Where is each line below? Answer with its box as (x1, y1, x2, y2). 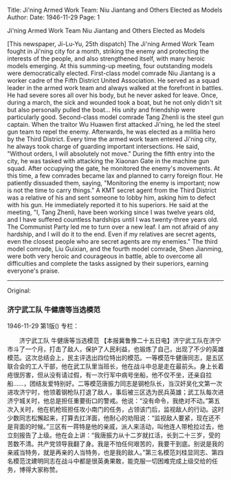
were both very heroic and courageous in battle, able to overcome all (7, 252, 203, 260)
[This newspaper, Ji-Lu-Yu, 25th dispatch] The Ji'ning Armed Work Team (7, 40, 214, 48)
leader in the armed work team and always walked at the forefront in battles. (7, 84, 223, 92)
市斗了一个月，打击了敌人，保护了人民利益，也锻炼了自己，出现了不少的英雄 (7, 345, 224, 353)
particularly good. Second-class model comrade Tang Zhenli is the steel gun (7, 113, 224, 121)
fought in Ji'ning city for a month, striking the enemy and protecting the (7, 48, 210, 55)
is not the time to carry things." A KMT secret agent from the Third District (7, 186, 217, 194)
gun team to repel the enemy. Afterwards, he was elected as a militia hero (7, 127, 216, 136)
